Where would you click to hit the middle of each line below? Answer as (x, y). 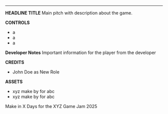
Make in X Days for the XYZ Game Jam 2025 (51, 106)
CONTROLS (17, 22)
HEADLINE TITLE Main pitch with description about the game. (69, 13)
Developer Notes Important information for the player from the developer (81, 52)
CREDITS (15, 62)
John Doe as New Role (36, 72)
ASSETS (14, 81)
